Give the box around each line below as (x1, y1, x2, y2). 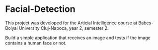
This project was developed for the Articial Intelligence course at (5, 20, 138, 26)
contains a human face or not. (5, 40, 67, 46)
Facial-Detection (5, 3, 76, 15)
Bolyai (5, 25, 18, 31)
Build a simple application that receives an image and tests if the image (5, 35, 151, 41)
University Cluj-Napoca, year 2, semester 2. (19, 25, 109, 31)
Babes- (138, 20, 154, 26)
